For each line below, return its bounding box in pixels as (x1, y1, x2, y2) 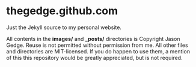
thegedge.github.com (6, 4, 118, 18)
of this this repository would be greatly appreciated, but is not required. (6, 54, 183, 61)
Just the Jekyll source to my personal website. (6, 24, 122, 31)
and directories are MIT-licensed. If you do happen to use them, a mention (6, 47, 191, 55)
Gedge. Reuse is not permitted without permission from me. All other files (6, 42, 188, 49)
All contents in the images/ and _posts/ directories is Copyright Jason (6, 35, 180, 42)
